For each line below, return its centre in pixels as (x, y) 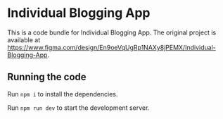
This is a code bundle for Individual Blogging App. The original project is (112, 32)
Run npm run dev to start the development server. (78, 108)
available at (24, 39)
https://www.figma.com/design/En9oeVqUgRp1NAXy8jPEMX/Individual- (111, 47)
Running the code (47, 77)
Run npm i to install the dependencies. (63, 94)
